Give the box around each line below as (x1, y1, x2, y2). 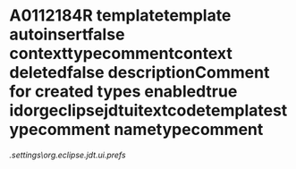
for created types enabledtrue (9, 81, 238, 102)
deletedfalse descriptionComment (9, 63, 270, 83)
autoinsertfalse (9, 24, 125, 45)
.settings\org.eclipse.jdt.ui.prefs (9, 149, 127, 160)
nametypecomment (113, 120, 264, 139)
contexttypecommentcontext (9, 44, 233, 63)
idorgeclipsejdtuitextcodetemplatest (9, 100, 288, 121)
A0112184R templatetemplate (9, 5, 232, 26)
